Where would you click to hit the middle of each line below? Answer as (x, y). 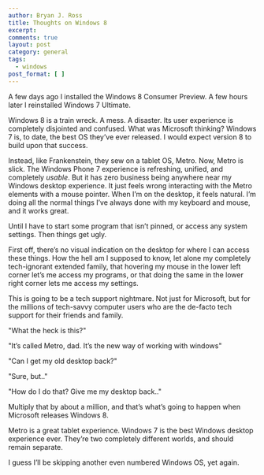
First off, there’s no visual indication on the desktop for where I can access (129, 250)
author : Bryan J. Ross (45, 15)
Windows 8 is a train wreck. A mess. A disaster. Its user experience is (121, 120)
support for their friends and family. (66, 315)
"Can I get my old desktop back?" (63, 361)
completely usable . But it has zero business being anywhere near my (120, 177)
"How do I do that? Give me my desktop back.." (85, 392)
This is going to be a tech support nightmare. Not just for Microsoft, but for (129, 298)
